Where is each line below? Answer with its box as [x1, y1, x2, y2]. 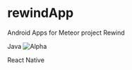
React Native [7, 55, 44, 64]
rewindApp [7, 5, 74, 21]
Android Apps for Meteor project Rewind [7, 28, 125, 37]
